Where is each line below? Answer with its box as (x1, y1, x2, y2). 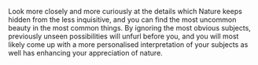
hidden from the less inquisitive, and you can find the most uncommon (8, 15, 237, 24)
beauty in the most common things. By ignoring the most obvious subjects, (8, 23, 252, 32)
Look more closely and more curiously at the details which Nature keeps (8, 7, 242, 16)
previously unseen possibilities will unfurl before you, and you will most (8, 31, 239, 41)
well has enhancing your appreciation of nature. (8, 49, 163, 57)
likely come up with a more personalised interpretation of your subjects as (8, 40, 249, 49)
